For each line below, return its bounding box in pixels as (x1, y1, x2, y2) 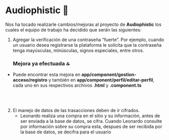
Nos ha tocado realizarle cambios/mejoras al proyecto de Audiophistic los (5, 21, 162, 27)
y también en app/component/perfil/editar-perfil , (48, 77, 154, 83)
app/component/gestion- (81, 72, 136, 78)
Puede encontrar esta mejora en (12, 72, 80, 78)
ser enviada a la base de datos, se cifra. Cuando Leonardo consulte (20, 118, 162, 124)
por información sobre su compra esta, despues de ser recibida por (20, 124, 162, 130)
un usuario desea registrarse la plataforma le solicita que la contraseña (12, 42, 162, 48)
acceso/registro (12, 77, 47, 83)
